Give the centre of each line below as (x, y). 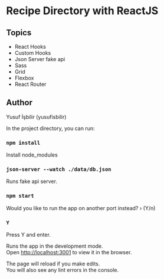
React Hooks (30, 46)
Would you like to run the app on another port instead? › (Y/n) (81, 208)
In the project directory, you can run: (50, 128)
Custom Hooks (33, 53)
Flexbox (24, 78)
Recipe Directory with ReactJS (82, 11)
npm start (20, 196)
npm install (23, 143)
